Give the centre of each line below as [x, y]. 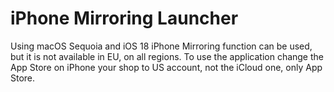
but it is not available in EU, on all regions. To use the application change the [167, 56]
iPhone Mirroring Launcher [124, 18]
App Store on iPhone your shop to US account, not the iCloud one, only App [166, 67]
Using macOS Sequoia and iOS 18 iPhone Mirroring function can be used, [161, 46]
